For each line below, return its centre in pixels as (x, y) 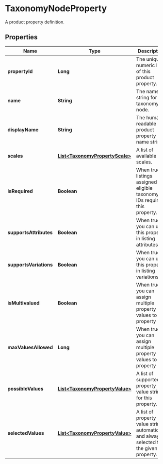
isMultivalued (24, 303)
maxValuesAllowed (30, 347)
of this (143, 71)
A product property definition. (35, 22)
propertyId (20, 71)
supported (148, 379)
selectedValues (26, 433)
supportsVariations (30, 265)
